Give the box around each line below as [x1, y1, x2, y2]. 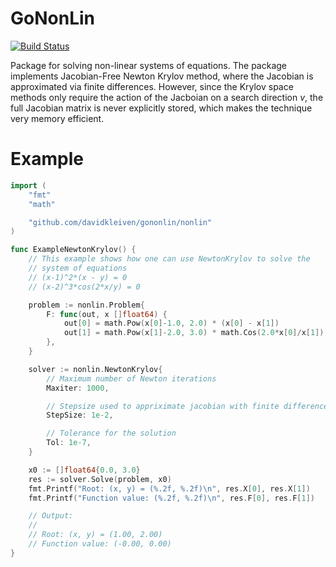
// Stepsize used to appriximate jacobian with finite [46, 401, 280, 411]
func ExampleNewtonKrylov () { [10, 245, 137, 255]
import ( [10, 180, 47, 191]
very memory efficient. [10, 112, 105, 124]
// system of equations [28, 263, 128, 273]
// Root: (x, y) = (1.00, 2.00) [28, 530, 163, 540]
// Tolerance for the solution [46, 428, 177, 439]
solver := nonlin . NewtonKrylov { [28, 364, 163, 374]
